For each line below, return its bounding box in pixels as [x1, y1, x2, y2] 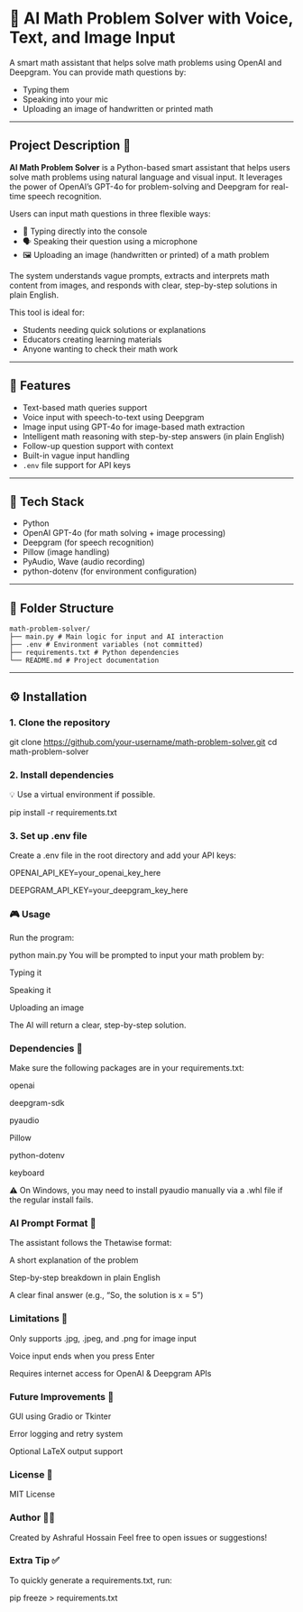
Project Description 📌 [9, 138, 132, 153]
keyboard [9, 1167, 45, 1178]
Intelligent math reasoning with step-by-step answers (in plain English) [22, 430, 286, 441]
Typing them [22, 84, 69, 95]
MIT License [9, 1488, 56, 1500]
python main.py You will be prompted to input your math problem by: [9, 949, 264, 960]
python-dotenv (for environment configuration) [22, 566, 197, 576]
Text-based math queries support [22, 401, 148, 413]
